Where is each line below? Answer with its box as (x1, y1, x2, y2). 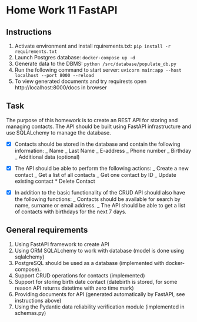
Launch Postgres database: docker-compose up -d (14, 54, 135, 61)
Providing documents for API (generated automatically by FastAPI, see (14, 290, 185, 297)
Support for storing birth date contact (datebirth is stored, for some (14, 278, 178, 285)
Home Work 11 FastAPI (6, 4, 118, 17)
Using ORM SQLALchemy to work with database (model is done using (14, 247, 184, 254)
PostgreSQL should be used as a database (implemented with (14, 259, 165, 266)
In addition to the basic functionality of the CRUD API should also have (14, 189, 185, 196)
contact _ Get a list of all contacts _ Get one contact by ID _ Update (14, 171, 176, 178)
